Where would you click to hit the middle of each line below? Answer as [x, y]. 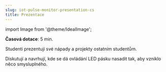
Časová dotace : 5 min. [29, 39]
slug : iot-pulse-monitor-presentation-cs [50, 10]
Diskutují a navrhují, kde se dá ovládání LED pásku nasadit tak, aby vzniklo [83, 58]
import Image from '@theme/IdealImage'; [48, 29]
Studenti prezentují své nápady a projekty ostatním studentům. [71, 49]
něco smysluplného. [26, 64]
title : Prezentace [25, 15]
